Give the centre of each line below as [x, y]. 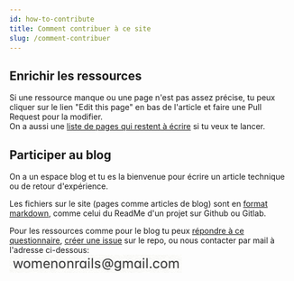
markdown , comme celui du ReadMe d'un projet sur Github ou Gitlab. [138, 213]
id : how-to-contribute [52, 19]
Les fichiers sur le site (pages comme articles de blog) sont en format [139, 204]
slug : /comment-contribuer [60, 38]
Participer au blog [60, 155]
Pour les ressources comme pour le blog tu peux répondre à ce [127, 231]
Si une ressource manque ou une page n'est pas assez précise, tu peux [142, 98]
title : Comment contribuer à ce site [80, 28]
